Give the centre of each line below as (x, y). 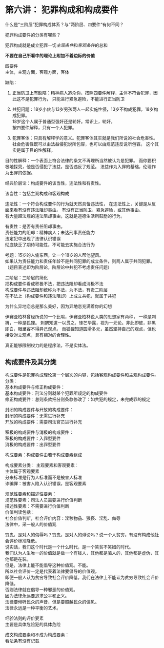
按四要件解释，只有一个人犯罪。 (44, 127)
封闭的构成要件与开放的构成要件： (39, 409)
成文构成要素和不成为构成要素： (37, 634)
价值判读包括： (20, 512)
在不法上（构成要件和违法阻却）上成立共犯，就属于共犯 (61, 296)
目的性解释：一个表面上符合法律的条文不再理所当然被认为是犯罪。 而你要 (78, 160)
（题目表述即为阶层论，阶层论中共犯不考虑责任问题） (59, 267)
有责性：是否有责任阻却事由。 (35, 226)
